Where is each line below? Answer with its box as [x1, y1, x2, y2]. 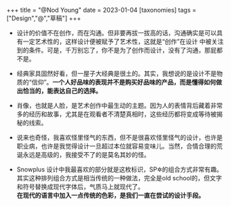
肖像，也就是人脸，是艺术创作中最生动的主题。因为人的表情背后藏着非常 [16, 102, 223, 109]
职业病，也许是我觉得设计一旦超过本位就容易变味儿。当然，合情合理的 [16, 142, 217, 150]
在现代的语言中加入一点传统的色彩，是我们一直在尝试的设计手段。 [16, 191, 205, 199]
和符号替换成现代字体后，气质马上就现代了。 [16, 182, 145, 191]
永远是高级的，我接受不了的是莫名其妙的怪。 [22, 151, 150, 158]
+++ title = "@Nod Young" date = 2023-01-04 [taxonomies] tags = [6, 6, 196, 14]
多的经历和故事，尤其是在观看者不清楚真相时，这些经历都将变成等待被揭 [16, 110, 223, 118]
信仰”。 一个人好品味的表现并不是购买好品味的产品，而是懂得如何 [31, 78, 216, 86]
